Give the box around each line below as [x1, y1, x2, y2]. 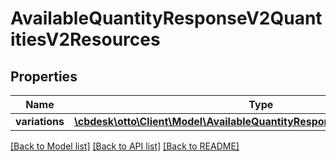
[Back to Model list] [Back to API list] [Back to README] [10, 140, 240, 152]
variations [15, 115, 65, 128]
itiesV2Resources [10, 28, 161, 51]
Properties [10, 68, 78, 85]
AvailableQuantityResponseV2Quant [10, 7, 323, 30]
